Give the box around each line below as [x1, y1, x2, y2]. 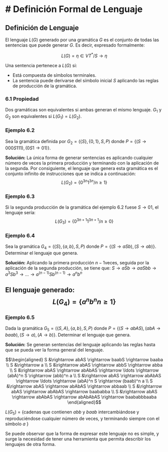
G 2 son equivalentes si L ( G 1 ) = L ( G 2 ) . [5, 113, 82, 120]
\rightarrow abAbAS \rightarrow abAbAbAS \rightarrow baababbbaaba [12, 394, 157, 400]
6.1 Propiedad [5, 95, 39, 102]
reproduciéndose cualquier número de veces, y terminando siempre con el [5, 415, 159, 422]
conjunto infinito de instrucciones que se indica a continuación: [5, 171, 136, 177]
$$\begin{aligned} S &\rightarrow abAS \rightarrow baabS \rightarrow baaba [5, 357, 163, 363]
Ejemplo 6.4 [5, 232, 35, 239]
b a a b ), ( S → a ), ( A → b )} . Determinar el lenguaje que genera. [5, 332, 131, 338]
